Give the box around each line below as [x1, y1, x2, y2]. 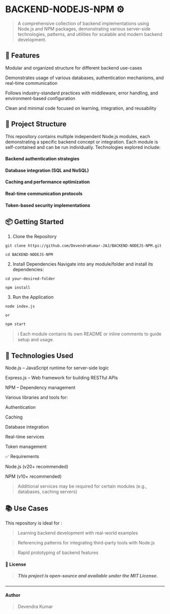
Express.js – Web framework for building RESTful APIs [5, 375, 118, 381]
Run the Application [12, 294, 54, 300]
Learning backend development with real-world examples [17, 530, 138, 536]
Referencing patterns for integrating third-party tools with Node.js [17, 539, 155, 545]
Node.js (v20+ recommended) [5, 464, 68, 470]
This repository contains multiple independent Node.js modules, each [5, 133, 150, 139]
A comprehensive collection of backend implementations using [17, 20, 149, 26]
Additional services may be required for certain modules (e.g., [17, 483, 147, 490]
